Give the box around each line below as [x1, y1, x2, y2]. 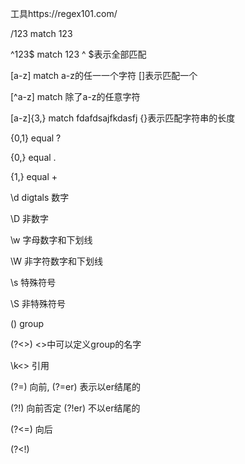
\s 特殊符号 [10, 277, 57, 288]
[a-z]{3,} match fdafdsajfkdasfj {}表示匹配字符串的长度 [10, 112, 236, 124]
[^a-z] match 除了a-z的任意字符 [10, 91, 141, 102]
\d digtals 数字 [10, 192, 70, 203]
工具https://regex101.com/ [10, 8, 118, 19]
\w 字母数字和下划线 [10, 234, 93, 246]
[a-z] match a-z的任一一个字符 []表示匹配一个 [10, 70, 198, 81]
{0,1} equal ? [10, 132, 62, 144]
